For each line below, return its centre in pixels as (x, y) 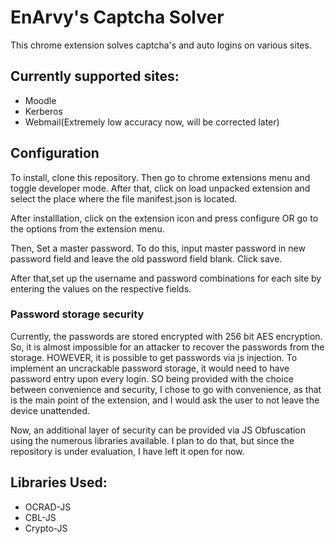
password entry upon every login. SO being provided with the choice (152, 378)
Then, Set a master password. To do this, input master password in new (158, 248)
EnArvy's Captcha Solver (117, 17)
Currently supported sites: (95, 76)
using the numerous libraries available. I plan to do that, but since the (152, 440)
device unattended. (50, 410)
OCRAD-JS (48, 507)
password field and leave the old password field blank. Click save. (146, 258)
